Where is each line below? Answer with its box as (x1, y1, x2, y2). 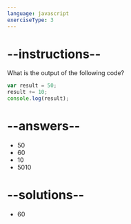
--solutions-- (7, 187, 85, 203)
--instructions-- (7, 46, 101, 62)
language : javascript (7, 10, 70, 17)
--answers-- (7, 119, 81, 134)
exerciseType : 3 (7, 17, 54, 23)
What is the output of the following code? (7, 69, 125, 77)
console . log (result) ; (7, 95, 70, 102)
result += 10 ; (7, 89, 48, 96)
